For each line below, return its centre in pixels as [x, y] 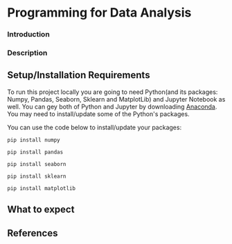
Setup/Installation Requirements [79, 75]
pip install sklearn [37, 176]
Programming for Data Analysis [99, 13]
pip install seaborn [37, 164]
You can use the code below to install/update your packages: [95, 127]
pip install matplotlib [42, 188]
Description [27, 53]
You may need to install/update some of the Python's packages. [98, 114]
